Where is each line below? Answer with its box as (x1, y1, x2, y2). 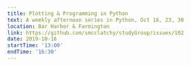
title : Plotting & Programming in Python (7, 10, 129, 17)
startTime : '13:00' (7, 42, 64, 49)
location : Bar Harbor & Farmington (7, 23, 110, 30)
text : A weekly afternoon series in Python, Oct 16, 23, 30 (7, 16, 185, 23)
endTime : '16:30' (7, 49, 57, 56)
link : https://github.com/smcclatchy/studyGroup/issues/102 (7, 29, 185, 36)
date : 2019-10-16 (7, 36, 57, 43)
